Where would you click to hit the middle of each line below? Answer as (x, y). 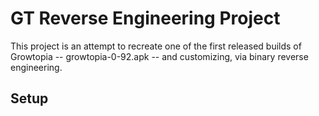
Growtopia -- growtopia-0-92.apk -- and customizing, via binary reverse (159, 56)
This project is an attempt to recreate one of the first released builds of (156, 46)
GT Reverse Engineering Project (145, 18)
